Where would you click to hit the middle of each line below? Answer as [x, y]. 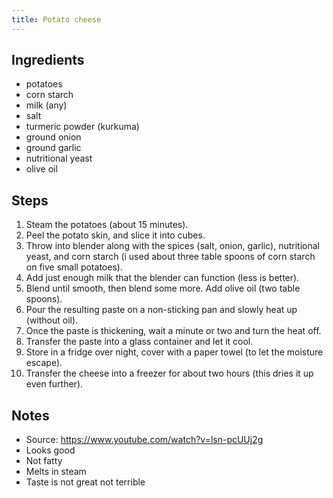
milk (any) [46, 105]
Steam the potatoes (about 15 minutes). [107, 225]
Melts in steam [56, 472]
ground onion [53, 137]
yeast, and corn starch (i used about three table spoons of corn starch [170, 257]
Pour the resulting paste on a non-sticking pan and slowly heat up [161, 310]
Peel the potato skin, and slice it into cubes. [115, 235]
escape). [44, 363]
